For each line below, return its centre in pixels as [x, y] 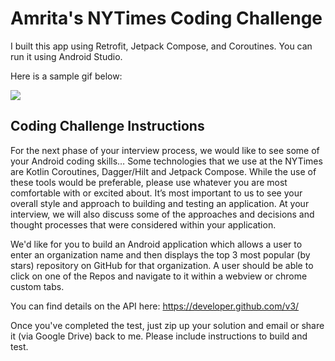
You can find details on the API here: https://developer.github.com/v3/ [155, 306]
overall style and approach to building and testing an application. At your [160, 203]
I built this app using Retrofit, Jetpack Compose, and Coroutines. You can [161, 46]
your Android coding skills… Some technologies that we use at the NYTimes [166, 161]
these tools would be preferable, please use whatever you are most [149, 182]
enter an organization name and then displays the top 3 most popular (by [160, 254]
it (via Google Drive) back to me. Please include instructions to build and [159, 336]
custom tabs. [37, 286]
